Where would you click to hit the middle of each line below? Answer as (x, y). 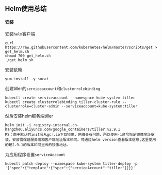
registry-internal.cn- (56, 125)
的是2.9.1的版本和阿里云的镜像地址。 (38, 145)
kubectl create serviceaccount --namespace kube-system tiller (70, 98)
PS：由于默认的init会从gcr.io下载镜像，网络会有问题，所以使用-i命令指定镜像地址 (78, 134)
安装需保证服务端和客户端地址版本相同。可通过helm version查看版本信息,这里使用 (84, 140)
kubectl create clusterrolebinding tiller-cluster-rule (63, 102)
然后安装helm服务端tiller (29, 116)
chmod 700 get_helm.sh (28, 56)
